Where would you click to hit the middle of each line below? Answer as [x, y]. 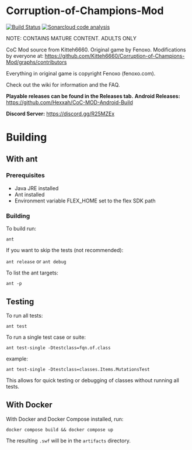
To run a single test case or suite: [46, 337]
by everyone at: [25, 56]
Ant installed [29, 194]
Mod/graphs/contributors [36, 62]
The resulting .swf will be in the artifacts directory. [69, 441]
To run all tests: [25, 315]
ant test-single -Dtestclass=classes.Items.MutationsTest [78, 369]
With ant [22, 159]
